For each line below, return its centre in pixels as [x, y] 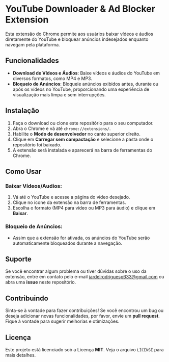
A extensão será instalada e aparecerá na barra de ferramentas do [82, 150]
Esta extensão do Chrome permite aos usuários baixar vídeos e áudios [79, 34]
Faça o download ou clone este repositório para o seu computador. [83, 123]
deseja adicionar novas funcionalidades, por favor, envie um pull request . [83, 316]
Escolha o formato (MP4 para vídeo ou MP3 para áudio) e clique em [84, 208]
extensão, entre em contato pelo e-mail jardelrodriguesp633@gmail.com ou [85, 277]
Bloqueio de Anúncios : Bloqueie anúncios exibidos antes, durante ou [86, 84]
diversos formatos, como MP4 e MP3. [52, 78]
